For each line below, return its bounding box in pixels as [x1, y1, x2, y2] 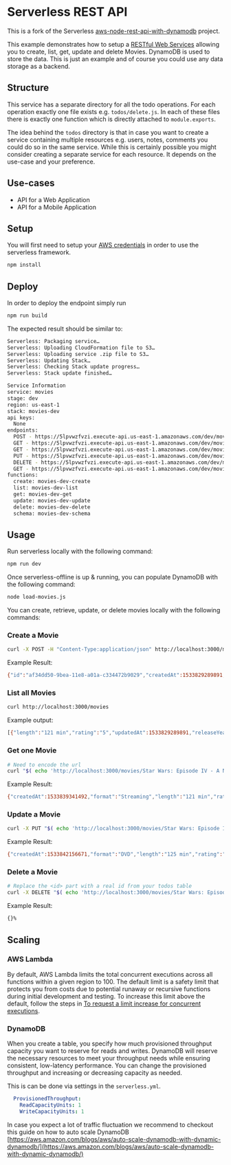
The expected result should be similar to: [7, 324, 123, 333]
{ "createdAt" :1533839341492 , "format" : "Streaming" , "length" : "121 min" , [7, 793, 214, 801]
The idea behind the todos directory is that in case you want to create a [7, 128, 209, 136]
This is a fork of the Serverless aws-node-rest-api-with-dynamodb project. [7, 27, 220, 35]
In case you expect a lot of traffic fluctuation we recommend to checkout [7, 1120, 214, 1129]
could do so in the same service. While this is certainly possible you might [7, 142, 217, 151]
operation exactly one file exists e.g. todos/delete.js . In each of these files [7, 107, 220, 115]
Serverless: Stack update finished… [7, 370, 112, 377]
